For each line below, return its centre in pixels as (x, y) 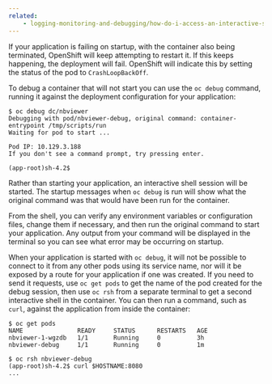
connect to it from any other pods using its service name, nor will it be (125, 266)
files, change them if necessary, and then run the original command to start (134, 224)
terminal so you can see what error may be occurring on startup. (116, 241)
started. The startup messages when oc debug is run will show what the (127, 192)
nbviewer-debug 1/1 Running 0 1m (106, 344)
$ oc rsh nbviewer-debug (50, 359)
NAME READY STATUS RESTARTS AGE (108, 331)
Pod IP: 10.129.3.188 (45, 146)
